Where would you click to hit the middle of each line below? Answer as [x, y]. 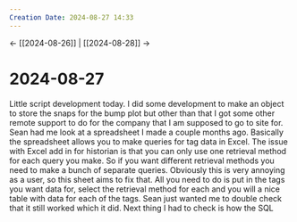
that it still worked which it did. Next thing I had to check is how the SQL [142, 208]
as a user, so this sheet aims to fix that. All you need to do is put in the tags [147, 179]
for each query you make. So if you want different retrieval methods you [142, 160]
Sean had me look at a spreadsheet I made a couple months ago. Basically [147, 132]
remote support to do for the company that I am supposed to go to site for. [146, 122]
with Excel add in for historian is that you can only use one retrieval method [148, 151]
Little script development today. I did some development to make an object [147, 103]
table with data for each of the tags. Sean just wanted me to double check [145, 198]
